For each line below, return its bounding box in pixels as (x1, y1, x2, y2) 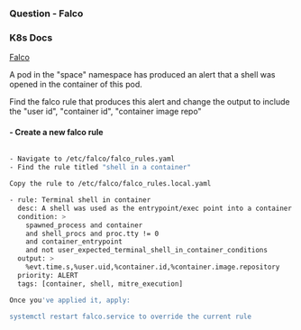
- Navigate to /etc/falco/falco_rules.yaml (9, 154, 176, 164)
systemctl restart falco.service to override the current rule (9, 312, 252, 321)
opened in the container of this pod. (9, 79, 142, 90)
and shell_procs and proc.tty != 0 (25, 229, 160, 238)
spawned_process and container (25, 220, 143, 230)
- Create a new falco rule (9, 126, 104, 137)
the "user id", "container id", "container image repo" (9, 106, 202, 117)
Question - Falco (9, 7, 84, 20)
